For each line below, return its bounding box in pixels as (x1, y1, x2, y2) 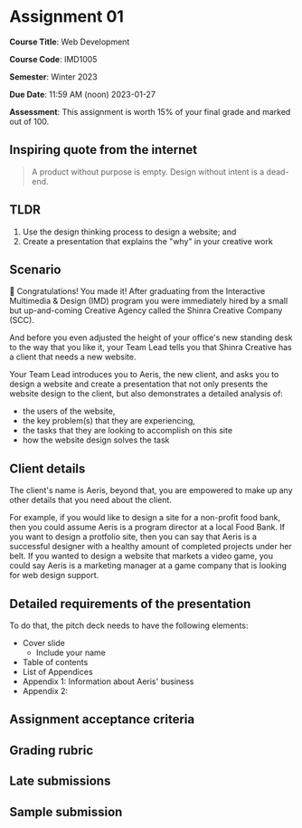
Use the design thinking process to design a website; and (22, 226, 237, 237)
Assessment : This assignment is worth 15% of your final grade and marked (9, 106, 291, 117)
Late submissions (9, 774, 111, 789)
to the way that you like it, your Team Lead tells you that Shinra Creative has (9, 342, 292, 353)
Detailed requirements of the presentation (9, 595, 251, 612)
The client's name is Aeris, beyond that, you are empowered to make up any (9, 485, 293, 496)
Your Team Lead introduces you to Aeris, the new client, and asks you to (9, 369, 279, 380)
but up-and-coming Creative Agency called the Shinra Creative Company (9, 305, 283, 316)
